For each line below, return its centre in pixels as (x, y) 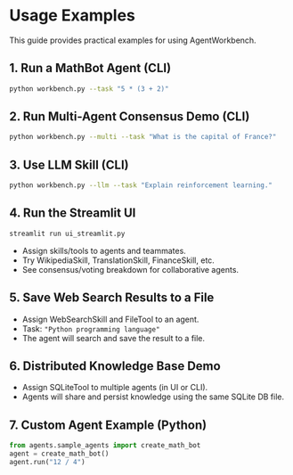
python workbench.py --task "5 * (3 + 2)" (89, 89)
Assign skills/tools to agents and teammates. (104, 250)
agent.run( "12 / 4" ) (48, 462)
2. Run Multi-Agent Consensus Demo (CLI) (130, 117)
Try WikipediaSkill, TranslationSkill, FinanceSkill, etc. (118, 260)
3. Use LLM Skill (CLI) (69, 164)
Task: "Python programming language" (91, 328)
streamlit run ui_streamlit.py (67, 233)
